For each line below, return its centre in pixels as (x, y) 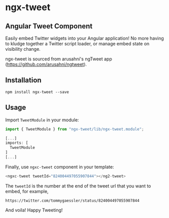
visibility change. (23, 49)
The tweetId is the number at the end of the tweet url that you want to (78, 186)
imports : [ (17, 143)
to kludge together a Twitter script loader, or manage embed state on (77, 44)
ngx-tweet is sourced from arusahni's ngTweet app (59, 59)
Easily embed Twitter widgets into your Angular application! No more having (84, 38)
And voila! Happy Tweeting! (34, 210)
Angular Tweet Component (49, 26)
